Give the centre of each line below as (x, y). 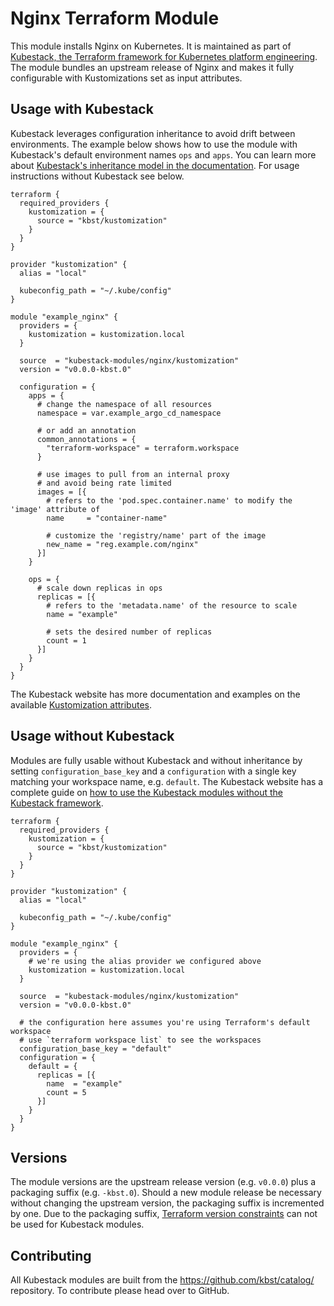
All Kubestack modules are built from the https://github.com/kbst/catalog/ (162, 1280)
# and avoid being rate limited (104, 483)
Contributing (51, 1255)
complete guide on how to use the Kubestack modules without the (146, 792)
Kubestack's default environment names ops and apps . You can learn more (163, 154)
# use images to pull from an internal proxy (133, 474)
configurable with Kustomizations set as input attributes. (126, 78)
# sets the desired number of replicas (129, 632)
